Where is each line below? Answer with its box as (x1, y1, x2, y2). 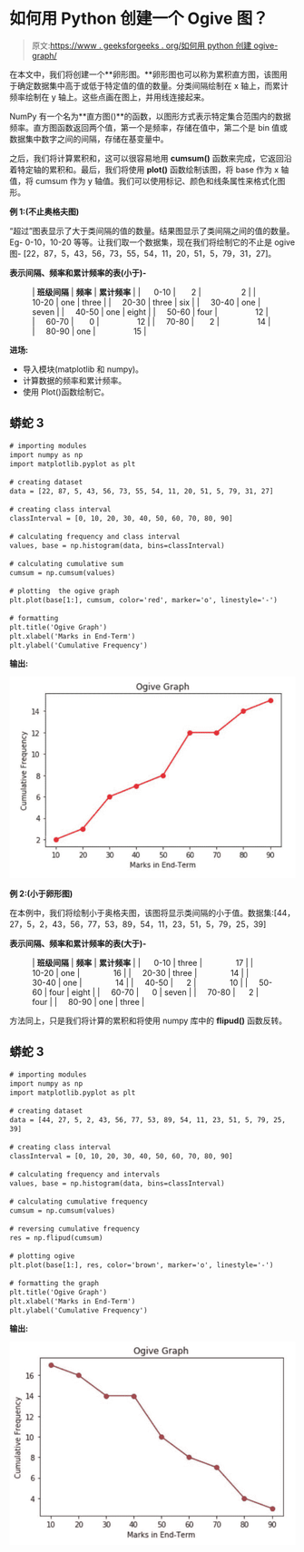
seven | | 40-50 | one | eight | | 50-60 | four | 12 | (32, 306, 270, 317)
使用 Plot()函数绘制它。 (22, 386, 110, 397)
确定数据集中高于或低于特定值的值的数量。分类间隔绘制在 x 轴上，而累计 (16, 80, 289, 91)
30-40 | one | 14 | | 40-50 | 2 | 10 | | (32, 977, 248, 988)
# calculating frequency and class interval (9, 532, 181, 541)
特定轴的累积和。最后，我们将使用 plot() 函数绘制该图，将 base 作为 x (16, 164, 279, 175)
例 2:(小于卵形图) (9, 888, 74, 899)
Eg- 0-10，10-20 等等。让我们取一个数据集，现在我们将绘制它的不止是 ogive (9, 237, 296, 248)
